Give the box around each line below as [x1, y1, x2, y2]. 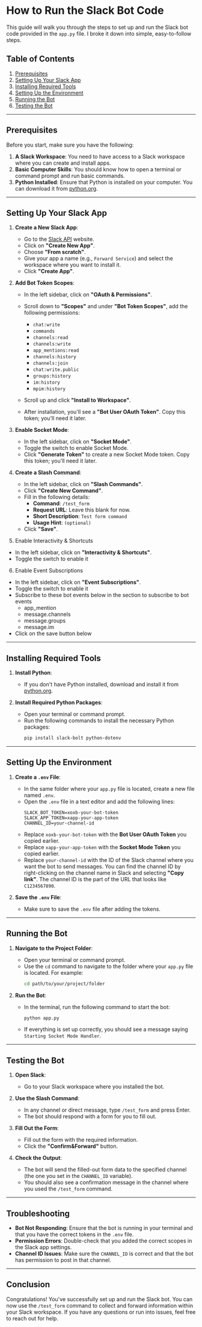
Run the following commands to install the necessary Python [23, 717, 174, 724]
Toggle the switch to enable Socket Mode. [23, 445, 129, 452]
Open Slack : [14, 1071, 46, 1078]
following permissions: [23, 309, 80, 317]
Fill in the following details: [23, 493, 90, 501]
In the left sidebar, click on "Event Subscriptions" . [14, 578, 141, 586]
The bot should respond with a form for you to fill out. [23, 1113, 157, 1120]
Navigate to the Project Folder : [14, 945, 93, 952]
